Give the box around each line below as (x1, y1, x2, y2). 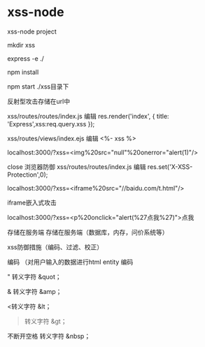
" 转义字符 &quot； (7, 272, 62, 281)
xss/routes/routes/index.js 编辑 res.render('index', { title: (7, 112, 169, 120)
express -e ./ (7, 54, 44, 63)
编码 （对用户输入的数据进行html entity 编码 (7, 258, 134, 266)
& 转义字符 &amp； (7, 287, 62, 295)
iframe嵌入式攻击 (7, 198, 57, 207)
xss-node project (7, 27, 57, 36)
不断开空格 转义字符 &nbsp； (7, 332, 91, 340)
